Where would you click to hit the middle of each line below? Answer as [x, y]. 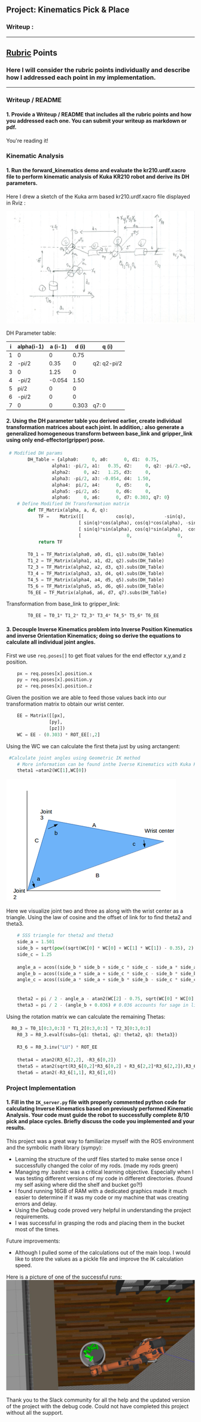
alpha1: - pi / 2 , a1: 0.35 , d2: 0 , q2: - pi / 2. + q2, [121, 466]
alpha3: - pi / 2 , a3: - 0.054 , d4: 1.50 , [101, 478]
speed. [23, 1265]
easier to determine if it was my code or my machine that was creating [102, 1197]
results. [16, 1128]
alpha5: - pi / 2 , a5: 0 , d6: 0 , [101, 491]
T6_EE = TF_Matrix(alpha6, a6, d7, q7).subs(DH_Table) [98, 592]
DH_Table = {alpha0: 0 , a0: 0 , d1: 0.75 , [94, 460]
